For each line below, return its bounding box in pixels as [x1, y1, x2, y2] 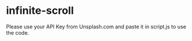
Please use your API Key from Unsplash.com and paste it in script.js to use [6, 23, 187, 30]
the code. [6, 29, 29, 36]
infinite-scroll [6, 4, 74, 17]
